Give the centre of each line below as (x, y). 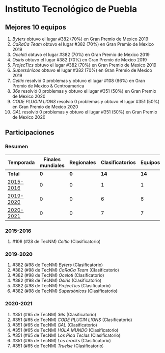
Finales (52, 159)
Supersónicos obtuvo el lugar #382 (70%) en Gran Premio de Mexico (82, 70)
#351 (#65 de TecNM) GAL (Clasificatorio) (55, 325)
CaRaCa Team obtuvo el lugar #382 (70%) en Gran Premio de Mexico (83, 44)
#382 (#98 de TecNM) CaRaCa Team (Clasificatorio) (66, 270)
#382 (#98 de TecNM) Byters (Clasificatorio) (57, 265)
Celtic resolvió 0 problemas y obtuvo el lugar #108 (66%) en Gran (79, 81)
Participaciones (30, 133)
